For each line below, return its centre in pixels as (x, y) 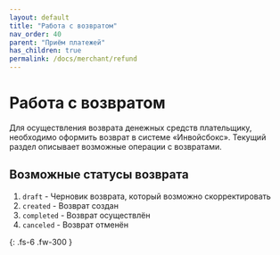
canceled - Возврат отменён (75, 225)
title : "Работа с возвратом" (63, 26)
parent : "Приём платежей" (57, 42)
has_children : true (45, 51)
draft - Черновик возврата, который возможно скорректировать (147, 196)
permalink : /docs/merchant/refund (74, 59)
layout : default (39, 17)
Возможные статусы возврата (99, 175)
